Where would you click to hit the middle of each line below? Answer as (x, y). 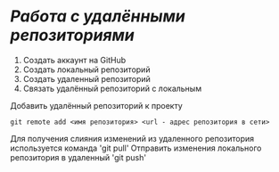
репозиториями (72, 35)
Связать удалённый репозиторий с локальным (112, 88)
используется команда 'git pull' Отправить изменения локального (136, 148)
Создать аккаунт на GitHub (74, 60)
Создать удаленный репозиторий (86, 78)
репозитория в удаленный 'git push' (78, 157)
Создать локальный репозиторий (86, 70)
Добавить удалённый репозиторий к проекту (97, 105)
